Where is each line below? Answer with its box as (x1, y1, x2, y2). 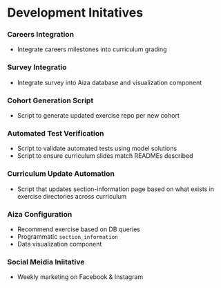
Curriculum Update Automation (7, 169, 115, 179)
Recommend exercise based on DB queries (17, 225, 140, 233)
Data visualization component (17, 240, 102, 248)
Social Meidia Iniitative (7, 257, 85, 267)
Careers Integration (7, 30, 75, 39)
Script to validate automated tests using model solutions (17, 144, 177, 153)
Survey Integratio (7, 62, 67, 72)
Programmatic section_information (17, 232, 119, 240)
